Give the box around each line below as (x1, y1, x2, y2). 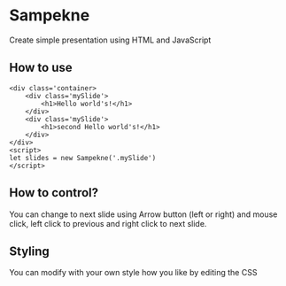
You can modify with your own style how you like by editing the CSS (9, 267, 258, 278)
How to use (9, 60, 73, 75)
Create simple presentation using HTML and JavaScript (9, 35, 212, 45)
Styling (9, 243, 50, 259)
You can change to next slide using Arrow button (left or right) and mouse (9, 209, 278, 220)
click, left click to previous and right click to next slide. (9, 218, 207, 228)
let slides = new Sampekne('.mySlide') (9, 153, 157, 162)
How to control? (9, 185, 99, 200)
